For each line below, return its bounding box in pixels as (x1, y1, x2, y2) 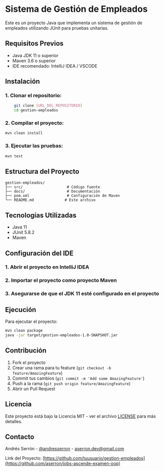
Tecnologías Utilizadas (5, 211, 77, 219)
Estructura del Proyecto (5, 167, 80, 176)
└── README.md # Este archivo (5, 197, 96, 203)
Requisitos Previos (5, 39, 64, 48)
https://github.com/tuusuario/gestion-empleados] (44, 455, 145, 461)
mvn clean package (5, 328, 43, 333)
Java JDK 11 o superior (12, 52, 59, 58)
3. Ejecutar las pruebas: (5, 142, 63, 149)
